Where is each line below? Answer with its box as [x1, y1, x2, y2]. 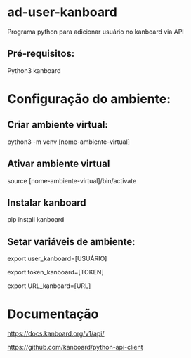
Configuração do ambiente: [7, 91, 171, 107]
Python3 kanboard [7, 66, 61, 74]
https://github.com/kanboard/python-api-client [7, 343, 143, 352]
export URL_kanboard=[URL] [7, 281, 91, 290]
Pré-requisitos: [7, 48, 75, 60]
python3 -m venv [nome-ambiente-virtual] [7, 138, 130, 146]
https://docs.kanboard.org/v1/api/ [7, 329, 105, 338]
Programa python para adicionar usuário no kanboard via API [7, 27, 184, 36]
